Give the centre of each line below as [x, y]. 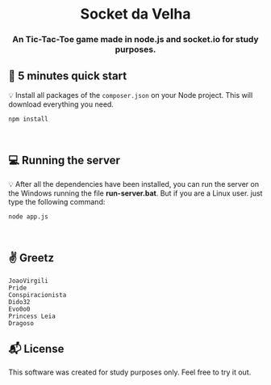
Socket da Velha [135, 14]
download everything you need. [61, 104]
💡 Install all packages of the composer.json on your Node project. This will [131, 95]
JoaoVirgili [28, 281]
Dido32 [19, 302]
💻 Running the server [65, 161]
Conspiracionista [38, 295]
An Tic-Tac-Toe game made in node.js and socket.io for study [135, 40]
